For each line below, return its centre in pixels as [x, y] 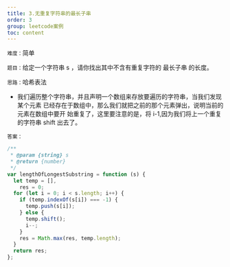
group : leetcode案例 [35, 26]
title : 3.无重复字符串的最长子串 [49, 13]
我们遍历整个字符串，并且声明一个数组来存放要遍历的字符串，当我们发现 [119, 97]
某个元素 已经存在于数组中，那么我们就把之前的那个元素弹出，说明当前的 [120, 105]
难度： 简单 [21, 53]
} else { [32, 213]
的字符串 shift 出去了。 [49, 123]
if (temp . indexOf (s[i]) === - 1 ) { [69, 200]
